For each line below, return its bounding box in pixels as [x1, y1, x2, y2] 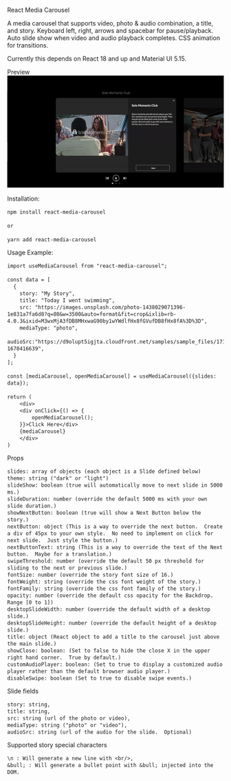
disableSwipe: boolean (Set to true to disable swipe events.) [7, 675, 192, 682]
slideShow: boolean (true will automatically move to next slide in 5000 [7, 482, 223, 489]
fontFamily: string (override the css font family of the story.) [7, 585, 201, 592]
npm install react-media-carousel [7, 208, 107, 216]
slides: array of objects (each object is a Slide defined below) [7, 468, 201, 475]
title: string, [7, 708, 51, 715]
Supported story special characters [7, 740, 108, 749]
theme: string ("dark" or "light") [7, 475, 109, 482]
